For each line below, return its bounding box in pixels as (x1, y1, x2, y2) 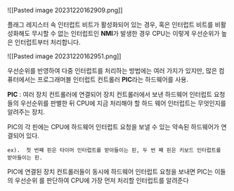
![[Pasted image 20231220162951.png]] (7, 52, 122, 60)
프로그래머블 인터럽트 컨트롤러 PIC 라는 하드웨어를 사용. (37, 75, 188, 84)
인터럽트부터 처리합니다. (14, 38, 81, 46)
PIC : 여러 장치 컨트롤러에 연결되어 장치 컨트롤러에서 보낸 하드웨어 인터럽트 (7, 91, 213, 98)
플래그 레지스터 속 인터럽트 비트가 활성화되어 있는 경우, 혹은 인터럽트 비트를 (7, 20, 214, 29)
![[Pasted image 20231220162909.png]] (7, 6, 123, 14)
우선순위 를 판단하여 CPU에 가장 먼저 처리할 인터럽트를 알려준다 (14, 176, 189, 185)
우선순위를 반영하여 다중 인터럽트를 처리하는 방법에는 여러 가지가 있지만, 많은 (7, 67, 218, 74)
